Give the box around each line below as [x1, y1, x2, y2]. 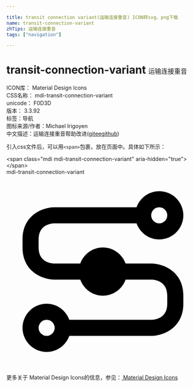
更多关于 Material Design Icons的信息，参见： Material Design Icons [6, 374, 178, 381]
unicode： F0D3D [6, 99, 51, 107]
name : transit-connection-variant [6, 20, 95, 26]
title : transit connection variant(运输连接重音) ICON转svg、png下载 [6, 14, 179, 20]
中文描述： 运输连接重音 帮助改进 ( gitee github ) [6, 130, 119, 138]
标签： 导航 [6, 115, 34, 122]
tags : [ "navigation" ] [6, 31, 62, 37]
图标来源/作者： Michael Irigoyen [6, 122, 88, 130]
